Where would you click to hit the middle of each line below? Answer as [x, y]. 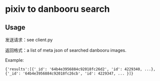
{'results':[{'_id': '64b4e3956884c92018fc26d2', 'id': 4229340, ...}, [80, 69]
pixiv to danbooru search [58, 9]
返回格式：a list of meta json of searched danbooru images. [66, 50]
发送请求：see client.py [29, 40]
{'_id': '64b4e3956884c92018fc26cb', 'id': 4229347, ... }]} [69, 74]
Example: [15, 60]
